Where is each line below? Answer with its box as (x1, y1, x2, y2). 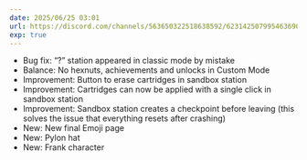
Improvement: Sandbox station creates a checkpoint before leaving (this (22, 104, 295, 115)
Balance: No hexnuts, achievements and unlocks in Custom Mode (22, 65, 270, 75)
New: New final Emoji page (22, 123, 125, 134)
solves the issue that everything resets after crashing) (22, 113, 227, 124)
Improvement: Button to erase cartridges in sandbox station (22, 75, 248, 85)
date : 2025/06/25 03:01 (9, 13, 101, 23)
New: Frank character (22, 142, 105, 153)
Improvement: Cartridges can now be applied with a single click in (22, 84, 271, 95)
